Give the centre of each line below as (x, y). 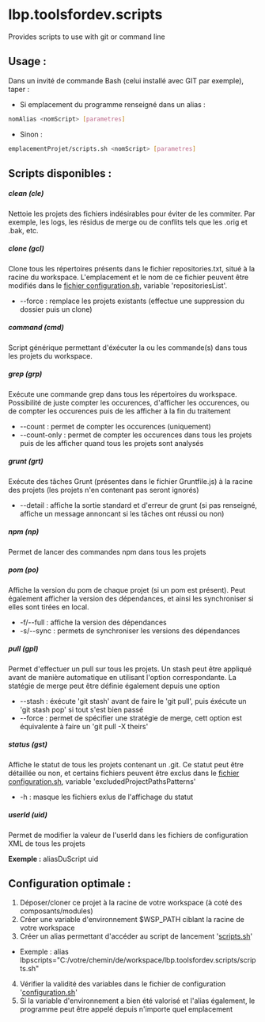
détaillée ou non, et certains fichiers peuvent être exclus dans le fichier (124, 773)
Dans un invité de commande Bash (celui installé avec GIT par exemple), (126, 80)
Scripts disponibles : (60, 173)
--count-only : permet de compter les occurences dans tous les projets (136, 435)
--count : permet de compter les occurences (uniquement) (115, 426)
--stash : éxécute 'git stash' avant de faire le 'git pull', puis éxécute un (133, 701)
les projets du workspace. (50, 355)
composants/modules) (56, 911)
